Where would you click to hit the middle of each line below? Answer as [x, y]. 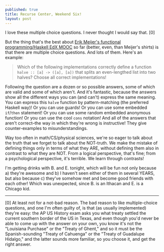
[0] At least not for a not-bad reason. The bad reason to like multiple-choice [81, 203]
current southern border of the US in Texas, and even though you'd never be [82, 218]
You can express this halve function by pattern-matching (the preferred [77, 103]
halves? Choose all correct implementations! [61, 77]
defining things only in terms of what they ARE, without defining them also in [82, 148]
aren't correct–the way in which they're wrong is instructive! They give [76, 123]
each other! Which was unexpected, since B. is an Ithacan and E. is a [74, 184]
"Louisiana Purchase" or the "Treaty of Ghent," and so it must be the [74, 229]
